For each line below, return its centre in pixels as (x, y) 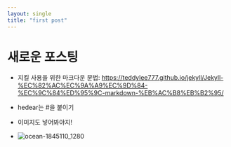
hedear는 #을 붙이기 (46, 107)
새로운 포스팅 (43, 57)
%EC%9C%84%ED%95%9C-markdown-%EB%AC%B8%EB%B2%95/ (120, 93)
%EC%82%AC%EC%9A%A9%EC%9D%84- (82, 85)
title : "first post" (38, 20)
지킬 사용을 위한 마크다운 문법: (59, 78)
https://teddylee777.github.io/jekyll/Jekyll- (163, 78)
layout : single (29, 14)
